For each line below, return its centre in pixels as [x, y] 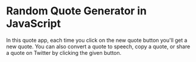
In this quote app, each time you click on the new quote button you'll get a [97, 40]
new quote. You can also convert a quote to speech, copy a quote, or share [98, 46]
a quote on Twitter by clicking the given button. [64, 52]
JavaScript [34, 24]
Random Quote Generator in [76, 11]
